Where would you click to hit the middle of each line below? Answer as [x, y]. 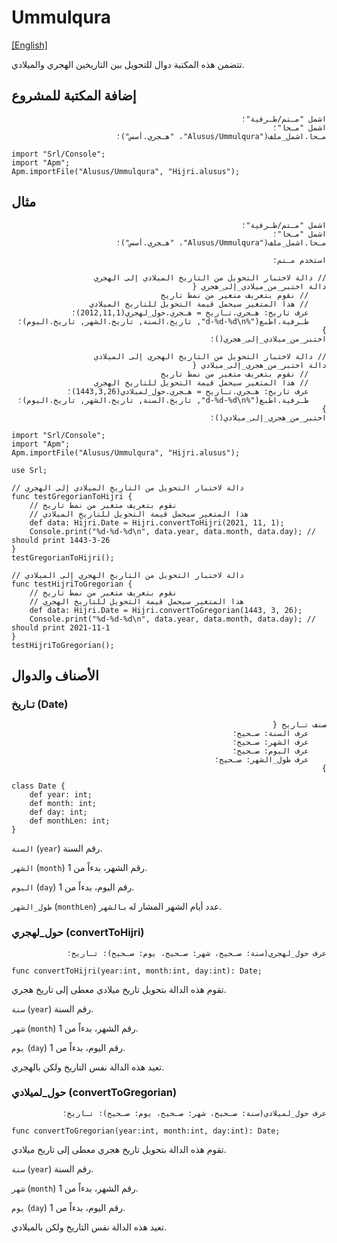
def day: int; [58, 812]
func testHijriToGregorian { [72, 584]
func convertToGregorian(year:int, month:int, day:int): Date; [146, 1131]
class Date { [38, 786]
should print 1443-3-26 [61, 540]
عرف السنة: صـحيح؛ [270, 734]
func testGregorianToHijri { [72, 496]
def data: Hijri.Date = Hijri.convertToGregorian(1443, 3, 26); [166, 610]
